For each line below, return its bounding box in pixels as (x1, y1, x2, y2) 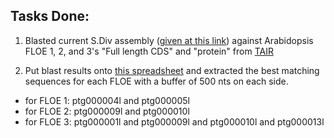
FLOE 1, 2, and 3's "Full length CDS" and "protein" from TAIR (24, 45, 274, 57)
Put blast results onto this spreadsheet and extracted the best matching (24, 64, 320, 76)
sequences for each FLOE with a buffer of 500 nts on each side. (24, 75, 289, 87)
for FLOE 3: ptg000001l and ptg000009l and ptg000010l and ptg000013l (24, 115, 325, 128)
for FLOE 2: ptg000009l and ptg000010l (24, 105, 190, 117)
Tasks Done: (10, 8, 90, 25)
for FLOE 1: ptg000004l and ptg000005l (24, 94, 190, 106)
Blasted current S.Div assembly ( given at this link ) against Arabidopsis (24, 34, 314, 46)
